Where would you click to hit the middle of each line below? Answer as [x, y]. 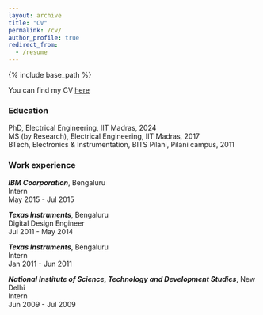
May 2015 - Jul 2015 [41, 199]
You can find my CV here [49, 90]
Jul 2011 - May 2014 [41, 231]
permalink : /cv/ [35, 30]
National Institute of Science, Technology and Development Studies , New [132, 279]
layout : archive [35, 15]
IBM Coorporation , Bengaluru [57, 182]
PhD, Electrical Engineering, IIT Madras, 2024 [82, 128]
